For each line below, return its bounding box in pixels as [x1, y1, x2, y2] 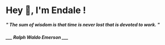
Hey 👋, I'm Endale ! [6, 5, 86, 16]
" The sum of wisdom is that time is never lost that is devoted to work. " [6, 21, 160, 27]
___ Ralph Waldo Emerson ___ [6, 34, 69, 40]
